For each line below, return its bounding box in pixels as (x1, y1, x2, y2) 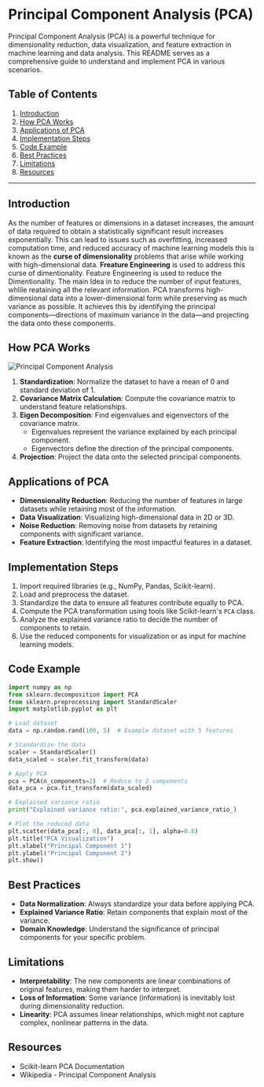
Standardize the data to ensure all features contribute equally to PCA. (19, 598, 244, 607)
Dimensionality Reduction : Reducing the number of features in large (19, 496, 243, 505)
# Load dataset (8, 719, 58, 728)
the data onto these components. (8, 318, 115, 328)
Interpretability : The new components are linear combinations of (19, 976, 231, 986)
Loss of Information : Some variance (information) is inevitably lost (19, 993, 236, 1002)
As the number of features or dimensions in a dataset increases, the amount (8, 218, 255, 227)
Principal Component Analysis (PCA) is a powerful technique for (8, 31, 216, 41)
